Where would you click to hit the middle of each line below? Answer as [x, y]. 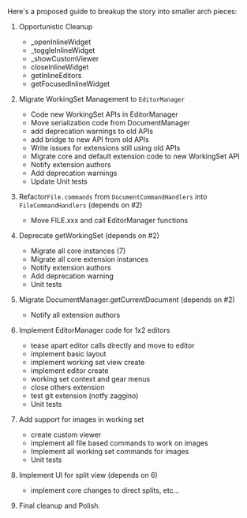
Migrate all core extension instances [90, 259]
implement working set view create [88, 362]
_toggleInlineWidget [63, 50]
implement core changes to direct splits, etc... [105, 490]
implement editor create [69, 371]
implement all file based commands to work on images [119, 443]
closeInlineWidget [60, 67]
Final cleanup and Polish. [59, 505]
